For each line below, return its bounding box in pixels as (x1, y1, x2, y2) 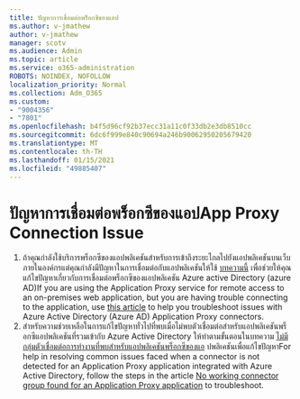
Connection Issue (9, 222, 144, 243)
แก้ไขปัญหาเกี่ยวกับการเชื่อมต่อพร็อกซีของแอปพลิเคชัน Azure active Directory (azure (22, 272, 291, 284)
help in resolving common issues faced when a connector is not (22, 351, 260, 362)
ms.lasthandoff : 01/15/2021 (9, 155, 115, 165)
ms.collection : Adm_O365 (9, 88, 103, 97)
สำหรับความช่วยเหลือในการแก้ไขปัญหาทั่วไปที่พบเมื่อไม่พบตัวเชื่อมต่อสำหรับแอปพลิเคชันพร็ (22, 321, 287, 331)
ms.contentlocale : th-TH (9, 147, 103, 156)
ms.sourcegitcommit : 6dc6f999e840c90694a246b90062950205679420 (9, 131, 252, 140)
